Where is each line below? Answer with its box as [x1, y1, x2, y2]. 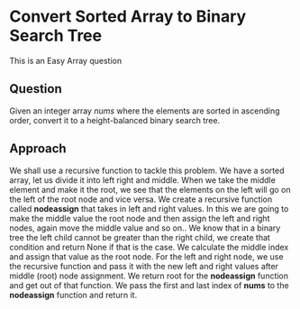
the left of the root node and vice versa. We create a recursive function [9, 194, 273, 204]
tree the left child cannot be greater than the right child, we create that [9, 232, 270, 242]
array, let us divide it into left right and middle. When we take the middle [9, 174, 277, 186]
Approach [9, 141, 67, 157]
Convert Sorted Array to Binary [9, 6, 247, 27]
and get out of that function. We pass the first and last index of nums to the [9, 279, 290, 290]
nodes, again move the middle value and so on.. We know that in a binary [9, 223, 281, 233]
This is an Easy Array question [9, 55, 123, 66]
